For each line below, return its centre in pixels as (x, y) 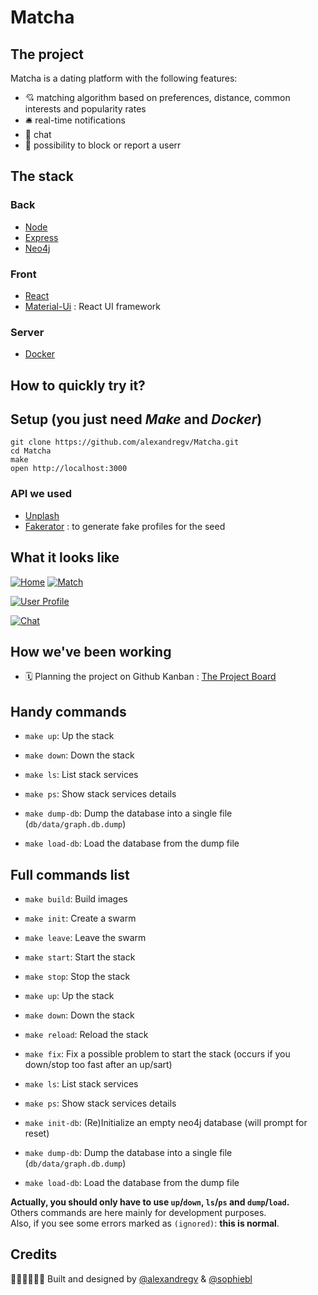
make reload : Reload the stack (86, 1035)
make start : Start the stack (80, 957)
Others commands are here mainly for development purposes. (138, 1213)
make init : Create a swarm (80, 918)
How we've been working (91, 651)
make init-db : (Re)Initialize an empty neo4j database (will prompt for (166, 1123)
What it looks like (65, 557)
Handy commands (68, 711)
